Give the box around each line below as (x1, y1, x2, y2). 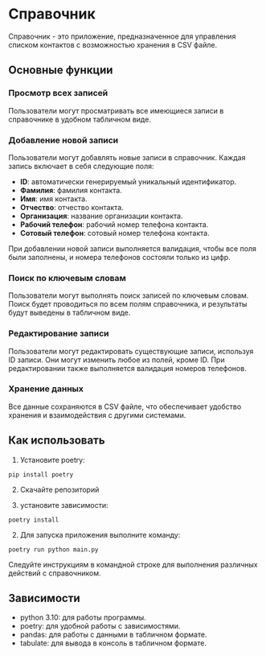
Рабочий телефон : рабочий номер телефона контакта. (19, 219, 209, 229)
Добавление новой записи (8, 134, 119, 146)
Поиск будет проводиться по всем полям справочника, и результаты (8, 299, 248, 309)
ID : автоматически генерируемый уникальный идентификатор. (19, 176, 237, 186)
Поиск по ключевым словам (8, 272, 126, 283)
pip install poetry (8, 470, 74, 479)
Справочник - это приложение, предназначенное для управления (8, 31, 236, 41)
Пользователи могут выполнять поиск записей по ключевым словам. (8, 291, 249, 300)
